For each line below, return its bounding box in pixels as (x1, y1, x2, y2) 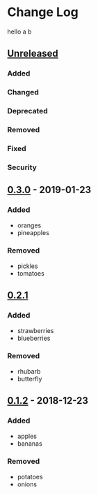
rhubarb (17, 367, 41, 375)
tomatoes (17, 269, 45, 277)
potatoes (17, 472, 43, 481)
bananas (17, 439, 43, 448)
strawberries (17, 326, 54, 334)
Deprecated (7, 106, 49, 116)
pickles (17, 262, 38, 270)
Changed (7, 87, 40, 97)
